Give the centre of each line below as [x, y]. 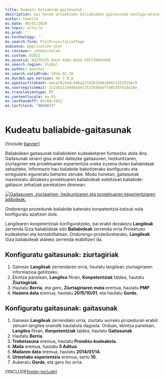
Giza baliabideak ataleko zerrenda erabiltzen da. [54, 239]
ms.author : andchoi [25, 69]
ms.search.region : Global [31, 64]
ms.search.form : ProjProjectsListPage [45, 42]
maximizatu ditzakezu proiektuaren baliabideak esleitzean [64, 179]
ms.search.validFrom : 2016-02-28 [39, 74]
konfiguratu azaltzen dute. [32, 214]
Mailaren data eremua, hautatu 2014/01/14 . [56, 351]
